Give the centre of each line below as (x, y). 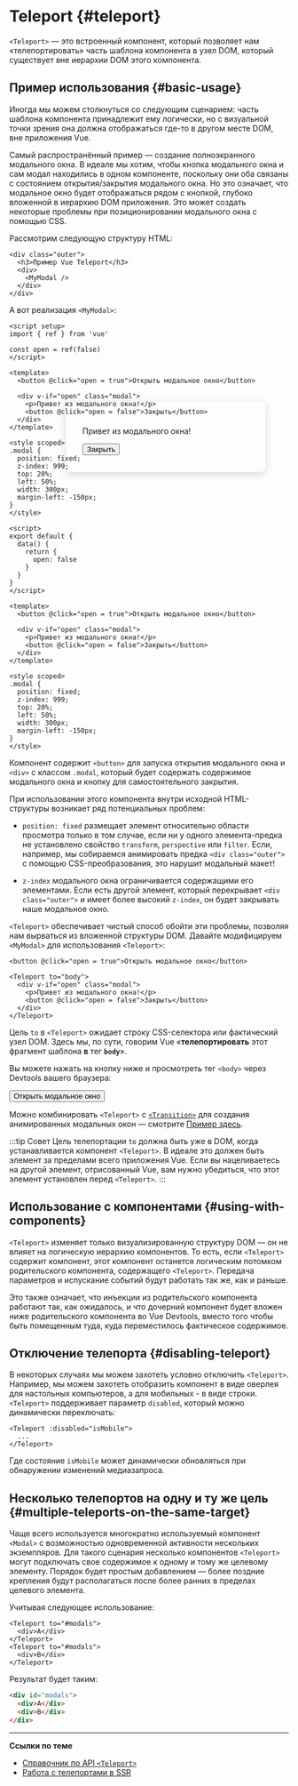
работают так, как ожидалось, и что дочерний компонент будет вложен (146, 1306)
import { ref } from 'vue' (59, 334)
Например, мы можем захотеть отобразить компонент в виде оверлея (144, 1384)
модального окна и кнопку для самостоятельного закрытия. (124, 781)
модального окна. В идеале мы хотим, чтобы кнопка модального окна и (146, 164)
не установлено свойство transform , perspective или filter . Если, (147, 844)
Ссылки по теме (41, 1745)
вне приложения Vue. (50, 137)
